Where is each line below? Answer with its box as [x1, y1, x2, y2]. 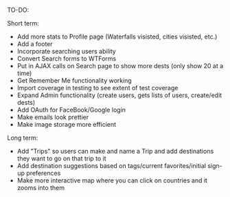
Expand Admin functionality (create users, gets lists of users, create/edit [16, 91, 222, 99]
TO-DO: [7, 6, 30, 14]
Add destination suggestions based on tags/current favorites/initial [16, 162, 206, 169]
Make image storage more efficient [16, 121, 117, 128]
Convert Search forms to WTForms [16, 54, 117, 63]
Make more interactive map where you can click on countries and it [16, 176, 208, 185]
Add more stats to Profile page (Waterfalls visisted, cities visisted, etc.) [16, 32, 218, 41]
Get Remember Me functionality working [16, 76, 132, 85]
